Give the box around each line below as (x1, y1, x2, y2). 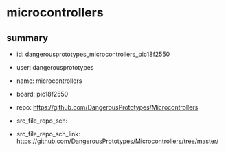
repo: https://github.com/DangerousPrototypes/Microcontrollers (16, 103, 199, 111)
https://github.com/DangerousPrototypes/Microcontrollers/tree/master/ (16, 137, 219, 145)
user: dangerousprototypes (16, 64, 94, 71)
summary (6, 32, 49, 44)
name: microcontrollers (16, 77, 82, 85)
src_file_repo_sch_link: (16, 130, 80, 138)
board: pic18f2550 (16, 90, 69, 98)
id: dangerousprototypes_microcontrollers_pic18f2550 (16, 50, 170, 58)
